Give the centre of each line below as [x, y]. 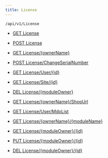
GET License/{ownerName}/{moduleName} [58, 121]
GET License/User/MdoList [41, 111]
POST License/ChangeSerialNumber [50, 62]
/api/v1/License [22, 24]
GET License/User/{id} [36, 72]
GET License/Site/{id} [35, 82]
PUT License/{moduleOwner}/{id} [48, 141]
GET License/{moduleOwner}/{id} [48, 131]
